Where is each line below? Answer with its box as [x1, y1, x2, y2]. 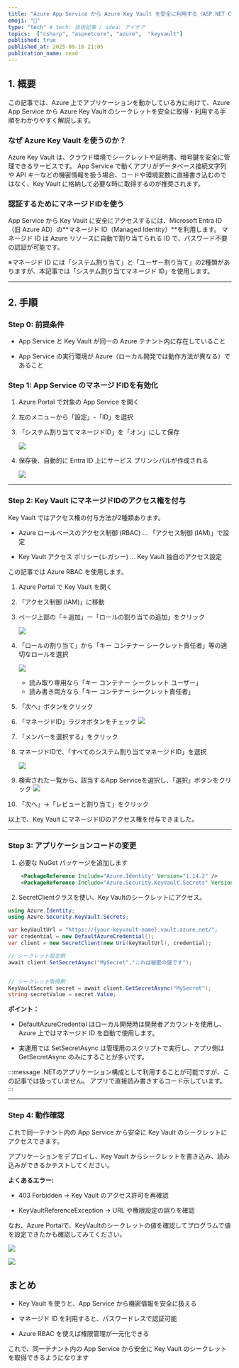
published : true [8, 37, 56, 44]
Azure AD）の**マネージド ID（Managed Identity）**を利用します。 [21, 225, 221, 234]
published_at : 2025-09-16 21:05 [8, 43, 104, 50]
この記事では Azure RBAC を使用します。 [8, 567, 128, 575]
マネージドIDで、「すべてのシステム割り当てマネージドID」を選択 [18, 747, 207, 756]
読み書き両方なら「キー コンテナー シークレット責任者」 [28, 687, 194, 695]
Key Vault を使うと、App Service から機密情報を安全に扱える [18, 1299, 197, 1308]
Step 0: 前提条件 [8, 319, 65, 329]
